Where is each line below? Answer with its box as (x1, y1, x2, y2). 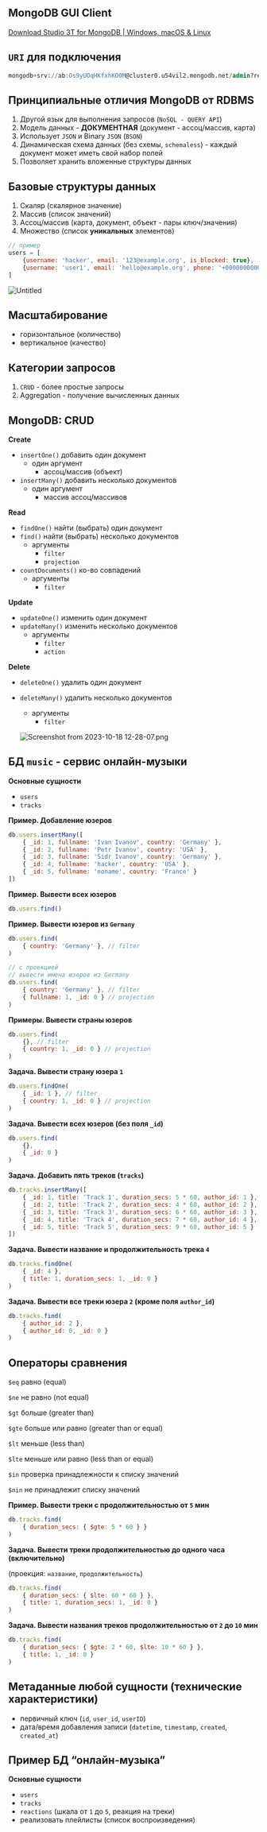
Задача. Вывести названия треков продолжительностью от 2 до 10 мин (8, 1621, 258, 1630)
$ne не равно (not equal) (8, 1393, 90, 1402)
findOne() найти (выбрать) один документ (19, 523, 163, 532)
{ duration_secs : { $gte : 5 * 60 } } (22, 1523, 148, 1531)
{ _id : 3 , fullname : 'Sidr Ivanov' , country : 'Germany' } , (22, 853, 222, 861)
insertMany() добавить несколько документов (19, 475, 177, 485)
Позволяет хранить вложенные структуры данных (19, 157, 192, 166)
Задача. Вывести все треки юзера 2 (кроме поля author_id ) (8, 1297, 215, 1306)
